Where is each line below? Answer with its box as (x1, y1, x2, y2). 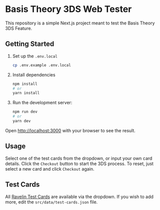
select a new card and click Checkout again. (5, 166, 94, 172)
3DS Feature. (5, 25, 32, 31)
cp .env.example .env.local (12, 62, 71, 68)
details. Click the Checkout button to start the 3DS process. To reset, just (5, 161, 154, 167)
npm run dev (12, 109, 37, 114)
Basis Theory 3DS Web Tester (5, 3, 132, 15)
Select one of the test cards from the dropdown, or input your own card (5, 155, 152, 161)
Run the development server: (12, 100, 72, 106)
